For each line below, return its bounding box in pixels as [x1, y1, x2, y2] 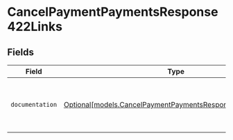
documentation [10, 101, 58, 108]
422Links [7, 19, 62, 34]
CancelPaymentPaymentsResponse [7, 4, 218, 20]
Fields [7, 46, 35, 58]
